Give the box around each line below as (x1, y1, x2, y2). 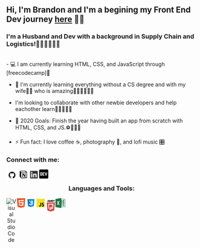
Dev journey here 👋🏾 (6, 14, 85, 25)
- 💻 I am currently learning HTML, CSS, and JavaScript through (6, 60, 165, 68)
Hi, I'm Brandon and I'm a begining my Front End (6, 5, 192, 15)
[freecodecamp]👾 (6, 69, 50, 76)
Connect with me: (6, 155, 60, 164)
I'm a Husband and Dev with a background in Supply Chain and (6, 33, 195, 41)
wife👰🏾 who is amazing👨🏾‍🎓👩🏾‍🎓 (15, 87, 94, 94)
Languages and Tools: (68, 184, 135, 192)
